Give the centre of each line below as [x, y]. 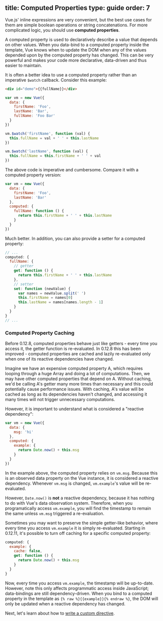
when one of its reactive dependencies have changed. [60, 359]
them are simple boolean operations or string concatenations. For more [76, 25]
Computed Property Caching [40, 333]
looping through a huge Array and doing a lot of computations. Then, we [77, 373]
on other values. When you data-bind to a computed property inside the [77, 45]
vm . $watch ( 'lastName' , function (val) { [47, 151]
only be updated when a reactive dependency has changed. [65, 603]
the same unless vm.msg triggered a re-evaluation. [55, 513]
